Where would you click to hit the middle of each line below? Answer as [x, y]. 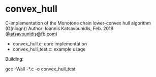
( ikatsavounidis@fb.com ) [31, 34]
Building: [14, 59]
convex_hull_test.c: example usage [49, 49]
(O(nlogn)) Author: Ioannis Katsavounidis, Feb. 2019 [59, 28]
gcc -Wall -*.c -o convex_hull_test [40, 69]
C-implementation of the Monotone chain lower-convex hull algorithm [78, 23]
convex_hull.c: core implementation [50, 43]
